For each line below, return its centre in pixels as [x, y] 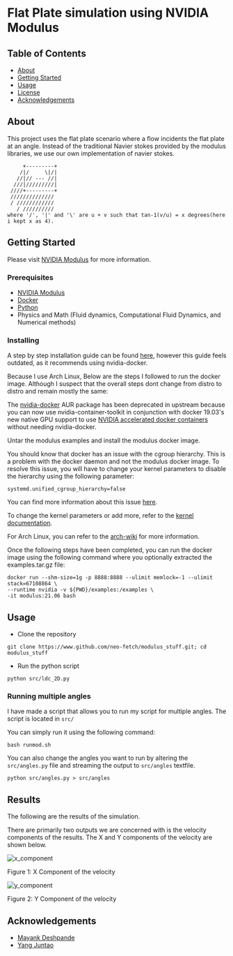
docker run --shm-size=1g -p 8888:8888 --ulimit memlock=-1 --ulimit [110, 578]
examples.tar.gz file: [36, 565]
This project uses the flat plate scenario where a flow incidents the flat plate [116, 138]
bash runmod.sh [29, 745]
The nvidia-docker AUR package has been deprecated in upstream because [116, 405]
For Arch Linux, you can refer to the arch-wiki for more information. [103, 537]
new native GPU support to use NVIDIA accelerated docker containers [108, 419]
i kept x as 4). [31, 221]
